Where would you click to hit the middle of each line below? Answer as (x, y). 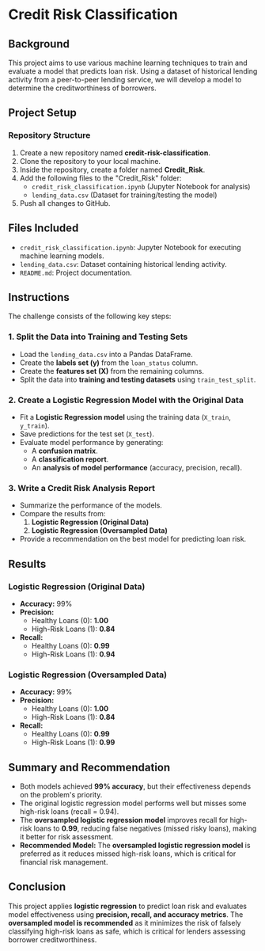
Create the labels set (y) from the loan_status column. (109, 363)
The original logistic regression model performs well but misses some (133, 803)
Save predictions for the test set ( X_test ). (87, 434)
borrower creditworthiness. (53, 939)
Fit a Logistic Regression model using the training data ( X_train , (125, 417)
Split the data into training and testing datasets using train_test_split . (138, 379)
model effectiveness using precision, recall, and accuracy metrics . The (126, 914)
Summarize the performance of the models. (91, 505)
